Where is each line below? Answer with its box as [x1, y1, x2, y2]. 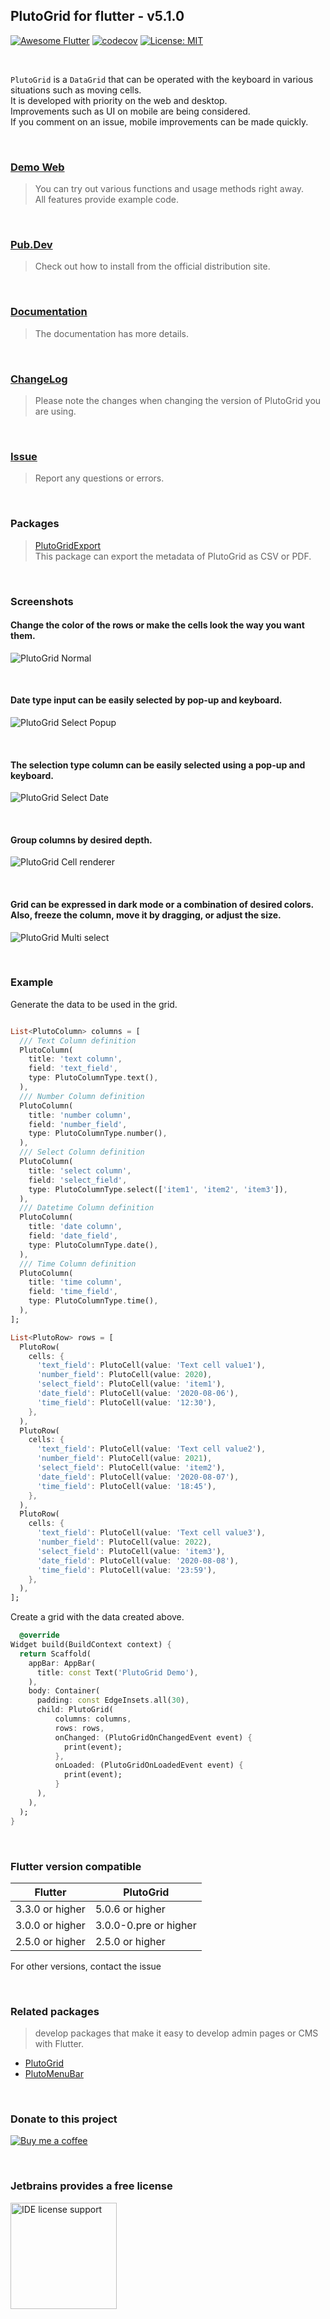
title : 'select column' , [28, 1165, 132, 1176]
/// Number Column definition [19, 1091, 145, 1101]
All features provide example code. [34, 194, 179, 206]
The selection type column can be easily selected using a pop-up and [10, 759, 306, 771]
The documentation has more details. [34, 327, 189, 339]
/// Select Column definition [19, 1147, 145, 1158]
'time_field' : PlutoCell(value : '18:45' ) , [36, 1481, 217, 1491]
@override [19, 1630, 60, 1641]
